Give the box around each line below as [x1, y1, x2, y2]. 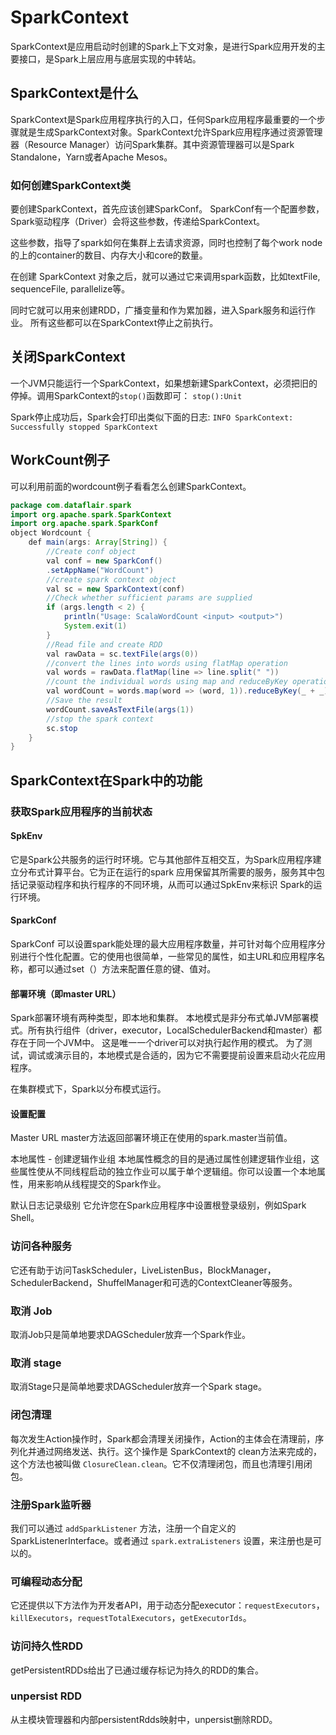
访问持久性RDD [10, 1639, 84, 1653]
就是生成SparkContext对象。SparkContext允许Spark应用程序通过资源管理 [18, 126, 323, 138]
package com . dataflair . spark [10, 500, 132, 510]
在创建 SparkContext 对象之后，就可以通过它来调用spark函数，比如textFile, [10, 271, 321, 283]
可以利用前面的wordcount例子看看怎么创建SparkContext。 [10, 480, 252, 492]
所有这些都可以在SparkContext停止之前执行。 [29, 317, 219, 329]
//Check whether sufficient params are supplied [46, 593, 253, 603]
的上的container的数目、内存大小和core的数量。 [10, 249, 208, 261]
